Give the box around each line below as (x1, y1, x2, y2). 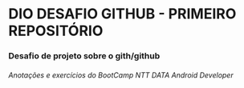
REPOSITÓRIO (8, 22, 104, 40)
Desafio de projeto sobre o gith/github (8, 50, 161, 62)
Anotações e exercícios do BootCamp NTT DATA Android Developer (8, 70, 234, 80)
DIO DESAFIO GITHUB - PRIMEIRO (8, 5, 237, 23)
